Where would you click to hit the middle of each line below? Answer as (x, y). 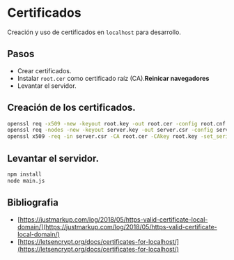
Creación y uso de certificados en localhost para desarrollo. (94, 32)
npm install (24, 174)
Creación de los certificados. (71, 108)
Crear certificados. (44, 70)
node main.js (26, 181)
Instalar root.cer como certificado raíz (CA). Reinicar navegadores (113, 78)
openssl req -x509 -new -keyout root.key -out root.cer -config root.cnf (117, 123)
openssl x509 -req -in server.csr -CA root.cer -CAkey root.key (102, 137)
